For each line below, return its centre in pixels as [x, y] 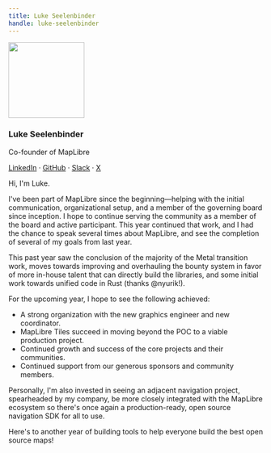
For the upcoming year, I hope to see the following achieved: [109, 299]
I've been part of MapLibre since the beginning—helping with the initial [127, 199]
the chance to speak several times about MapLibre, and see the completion [134, 233]
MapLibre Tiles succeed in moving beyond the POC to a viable [124, 331]
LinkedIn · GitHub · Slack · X [55, 167]
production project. [52, 340]
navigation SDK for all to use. [57, 416]
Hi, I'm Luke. [29, 183]
